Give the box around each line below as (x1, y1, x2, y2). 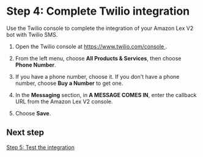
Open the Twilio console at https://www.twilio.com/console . (15, 43, 168, 50)
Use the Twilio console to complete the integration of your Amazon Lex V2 (6, 24, 194, 32)
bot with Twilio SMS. (6, 31, 58, 38)
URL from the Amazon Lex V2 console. (15, 98, 113, 105)
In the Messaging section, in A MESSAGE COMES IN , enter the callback (15, 91, 197, 98)
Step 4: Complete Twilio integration (6, 4, 190, 18)
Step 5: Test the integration (6, 144, 75, 151)
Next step (6, 127, 45, 138)
